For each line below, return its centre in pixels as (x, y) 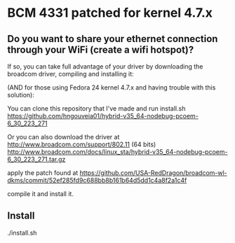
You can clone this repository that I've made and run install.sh (96, 109)
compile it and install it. (40, 194)
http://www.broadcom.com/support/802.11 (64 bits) (82, 144)
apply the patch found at (43, 173)
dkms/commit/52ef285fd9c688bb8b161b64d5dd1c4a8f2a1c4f (97, 180)
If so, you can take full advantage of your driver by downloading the (105, 67)
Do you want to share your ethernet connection (113, 39)
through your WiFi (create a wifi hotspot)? (101, 49)
